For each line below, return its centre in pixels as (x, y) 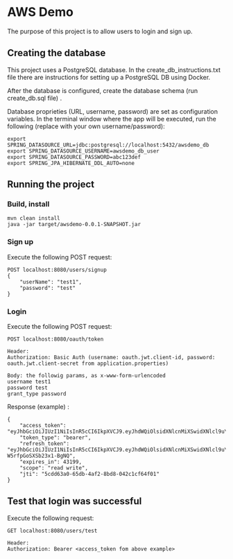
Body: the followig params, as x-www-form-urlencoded (87, 376)
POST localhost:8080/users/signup (57, 270)
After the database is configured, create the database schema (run (103, 90)
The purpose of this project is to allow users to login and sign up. (100, 31)
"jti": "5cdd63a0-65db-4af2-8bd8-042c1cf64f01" (89, 474)
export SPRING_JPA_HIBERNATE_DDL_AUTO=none (71, 163)
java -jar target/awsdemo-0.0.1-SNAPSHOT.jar (74, 225)
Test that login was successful (75, 501)
